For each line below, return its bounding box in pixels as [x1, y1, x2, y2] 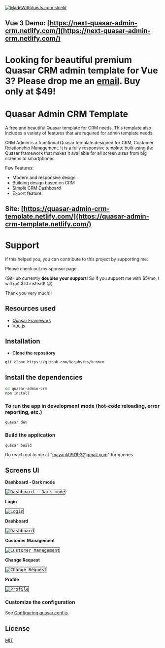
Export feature [12, 190, 42, 196]
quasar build [5, 443, 32, 448]
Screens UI [5, 466, 39, 475]
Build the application [5, 432, 56, 438]
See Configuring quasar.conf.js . [5, 610, 69, 616]
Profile [5, 576, 19, 583]
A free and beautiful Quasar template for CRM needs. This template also [5, 125, 152, 130]
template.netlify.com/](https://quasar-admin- [5, 212, 149, 220]
